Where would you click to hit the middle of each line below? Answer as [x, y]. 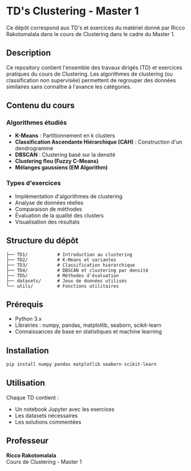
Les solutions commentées [48, 422]
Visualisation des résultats [47, 222]
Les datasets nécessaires [46, 415]
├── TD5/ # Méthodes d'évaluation [63, 275]
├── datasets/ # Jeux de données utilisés [67, 281]
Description [28, 53]
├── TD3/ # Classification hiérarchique [71, 265]
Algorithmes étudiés [37, 123]
